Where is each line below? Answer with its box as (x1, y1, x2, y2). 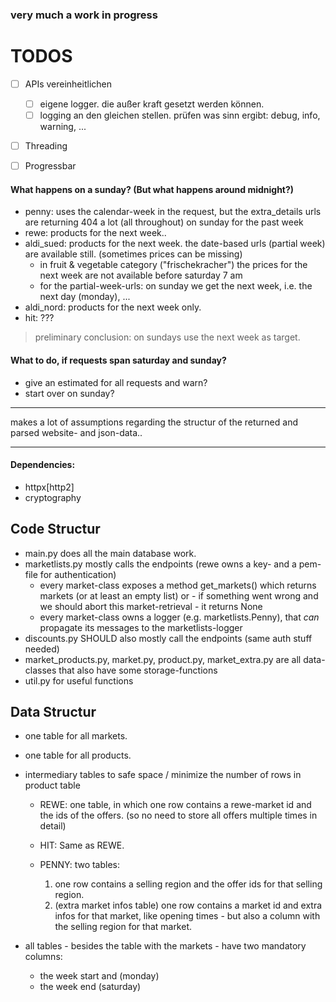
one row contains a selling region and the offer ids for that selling (54, 878, 323, 890)
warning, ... (39, 121, 87, 133)
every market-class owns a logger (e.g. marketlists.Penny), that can (39, 611, 320, 623)
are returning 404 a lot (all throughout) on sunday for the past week (24, 216, 304, 228)
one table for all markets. (24, 730, 128, 742)
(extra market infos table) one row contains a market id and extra (54, 899, 323, 912)
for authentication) (39, 568, 117, 580)
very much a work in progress (10, 8, 158, 22)
